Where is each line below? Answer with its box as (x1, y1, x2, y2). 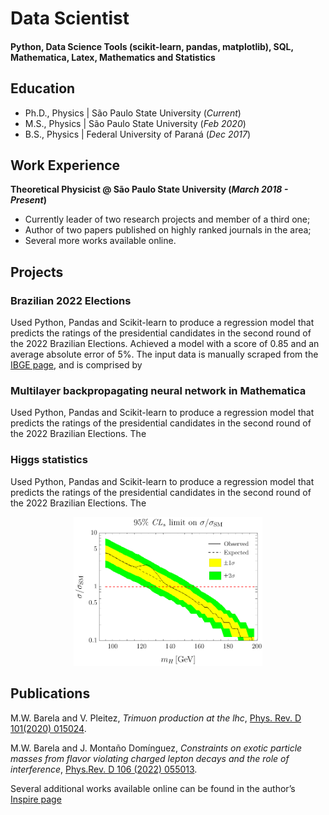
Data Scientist (10, 7, 130, 30)
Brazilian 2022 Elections (10, 293, 132, 307)
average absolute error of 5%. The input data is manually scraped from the (10, 348, 319, 361)
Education (10, 80, 76, 97)
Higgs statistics (10, 453, 88, 467)
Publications (10, 685, 91, 702)
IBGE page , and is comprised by (10, 359, 143, 371)
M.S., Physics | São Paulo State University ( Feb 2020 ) (24, 117, 247, 129)
